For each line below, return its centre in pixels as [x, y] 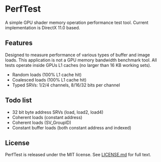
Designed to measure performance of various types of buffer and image [78, 55]
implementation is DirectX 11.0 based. [43, 27]
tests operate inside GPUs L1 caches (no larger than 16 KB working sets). [78, 65]
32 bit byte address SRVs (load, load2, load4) [58, 112]
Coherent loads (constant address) [47, 117]
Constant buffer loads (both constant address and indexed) [72, 127]
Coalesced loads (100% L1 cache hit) [49, 80]
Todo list [19, 100]
